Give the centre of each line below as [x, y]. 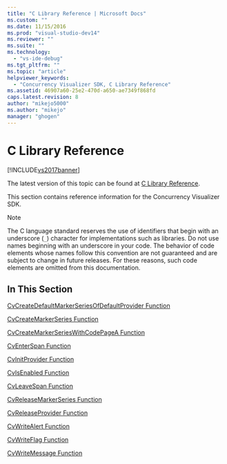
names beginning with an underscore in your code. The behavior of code [111, 245]
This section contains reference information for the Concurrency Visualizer [113, 196]
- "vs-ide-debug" [38, 59]
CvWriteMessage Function [45, 453]
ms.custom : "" [28, 20]
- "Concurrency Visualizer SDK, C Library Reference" [92, 84]
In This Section [40, 289]
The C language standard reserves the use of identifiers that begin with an [113, 231]
